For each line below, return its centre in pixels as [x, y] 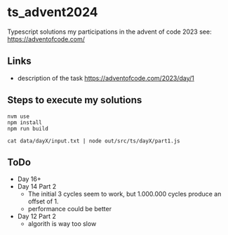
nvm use [19, 116]
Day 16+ [29, 179]
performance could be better [70, 209]
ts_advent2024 [53, 12]
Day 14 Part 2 [37, 187]
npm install [25, 122]
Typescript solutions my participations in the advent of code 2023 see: [109, 32]
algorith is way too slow [62, 224]
